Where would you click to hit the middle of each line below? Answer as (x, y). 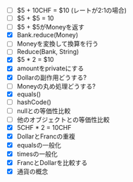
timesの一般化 (37, 154)
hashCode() (34, 102)
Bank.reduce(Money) (47, 35)
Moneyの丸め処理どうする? (56, 86)
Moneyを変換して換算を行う (58, 44)
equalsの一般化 (39, 145)
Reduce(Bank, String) (48, 52)
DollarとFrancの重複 (46, 136)
